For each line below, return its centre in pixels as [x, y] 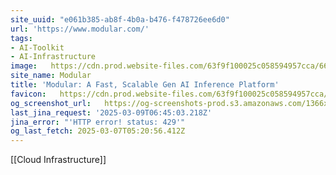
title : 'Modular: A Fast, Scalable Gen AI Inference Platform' [145, 85]
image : [24, 66]
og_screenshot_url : [51, 103]
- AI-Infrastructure [53, 57]
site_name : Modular [51, 76]
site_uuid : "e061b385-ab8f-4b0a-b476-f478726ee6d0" [120, 19]
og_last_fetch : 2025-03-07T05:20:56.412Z [98, 131]
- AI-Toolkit [37, 47]
